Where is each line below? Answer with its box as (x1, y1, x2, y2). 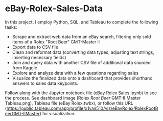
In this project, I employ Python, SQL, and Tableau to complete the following (5, 19, 158, 25)
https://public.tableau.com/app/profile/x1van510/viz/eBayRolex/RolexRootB (6, 105, 158, 111)
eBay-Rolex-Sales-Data (5, 3, 103, 14)
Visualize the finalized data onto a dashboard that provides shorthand (12, 75, 153, 81)
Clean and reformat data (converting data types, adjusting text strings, (12, 49, 154, 55)
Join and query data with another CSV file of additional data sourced (12, 60, 151, 65)
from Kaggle (12, 64, 38, 71)
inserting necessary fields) (12, 54, 66, 60)
